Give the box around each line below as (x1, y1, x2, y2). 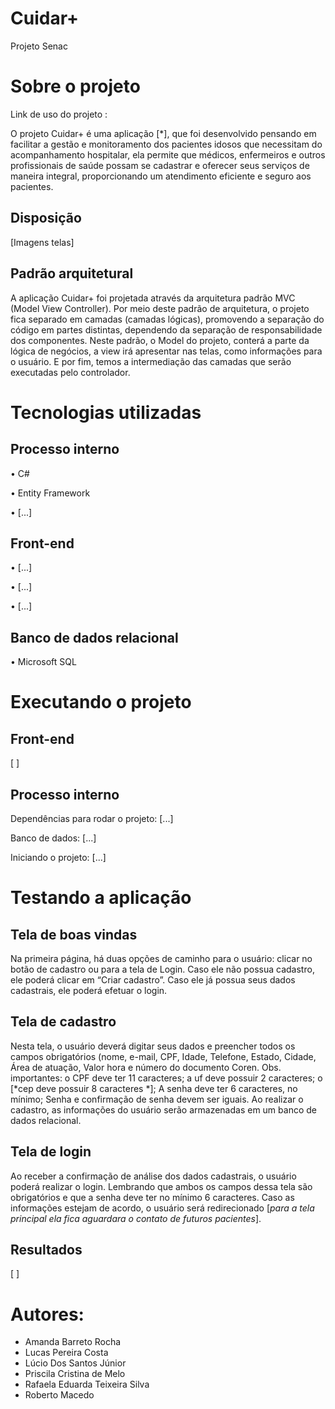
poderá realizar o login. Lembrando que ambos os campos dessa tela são (10, 1180, 313, 1192)
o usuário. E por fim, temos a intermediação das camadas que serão (10, 355, 292, 367)
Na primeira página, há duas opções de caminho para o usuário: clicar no (10, 952, 313, 964)
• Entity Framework (10, 487, 91, 499)
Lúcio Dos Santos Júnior (24, 1357, 127, 1369)
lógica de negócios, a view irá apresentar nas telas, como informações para (10, 345, 323, 357)
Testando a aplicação (10, 887, 192, 909)
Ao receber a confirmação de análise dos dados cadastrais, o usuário (10, 1170, 297, 1182)
